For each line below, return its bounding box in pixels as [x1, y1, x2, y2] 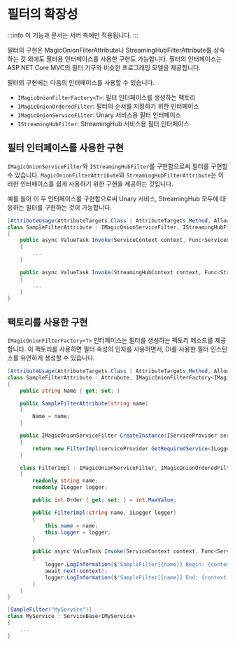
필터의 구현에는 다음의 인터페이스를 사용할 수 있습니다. [7, 78, 155, 86]
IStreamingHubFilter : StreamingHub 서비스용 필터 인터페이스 [17, 119, 190, 128]
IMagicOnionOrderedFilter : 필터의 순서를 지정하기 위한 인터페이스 [17, 102, 199, 110]
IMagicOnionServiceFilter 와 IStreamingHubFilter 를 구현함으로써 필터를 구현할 [7, 162, 228, 170]
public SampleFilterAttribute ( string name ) [20, 400, 149, 407]
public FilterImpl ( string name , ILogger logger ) [32, 509, 177, 516]
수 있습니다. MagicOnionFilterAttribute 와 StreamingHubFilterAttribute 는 [7, 170, 217, 179]
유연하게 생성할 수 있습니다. [20, 354, 96, 362]
